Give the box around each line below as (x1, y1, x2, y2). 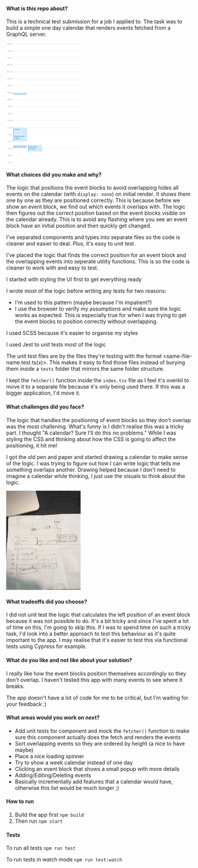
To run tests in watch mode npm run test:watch (6, 856, 122, 863)
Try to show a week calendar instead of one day (14, 759, 133, 766)
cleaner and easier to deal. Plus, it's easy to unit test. (6, 240, 136, 247)
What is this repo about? (6, 5, 68, 12)
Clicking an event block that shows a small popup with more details (14, 765, 180, 772)
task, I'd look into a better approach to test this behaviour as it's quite (6, 630, 176, 637)
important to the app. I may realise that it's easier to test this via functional (6, 637, 188, 644)
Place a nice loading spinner (14, 752, 84, 759)
